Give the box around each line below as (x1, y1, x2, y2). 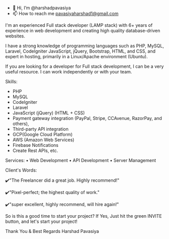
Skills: (5, 78, 18, 85)
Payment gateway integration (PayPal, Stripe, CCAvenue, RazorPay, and (12, 115, 162, 121)
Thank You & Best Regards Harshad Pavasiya (5, 228, 99, 234)
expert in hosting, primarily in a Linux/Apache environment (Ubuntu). (5, 54, 148, 59)
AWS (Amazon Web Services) (12, 137, 75, 143)
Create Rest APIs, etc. (12, 147, 58, 153)
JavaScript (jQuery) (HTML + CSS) (12, 110, 85, 116)
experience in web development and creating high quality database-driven (5, 28, 160, 33)
